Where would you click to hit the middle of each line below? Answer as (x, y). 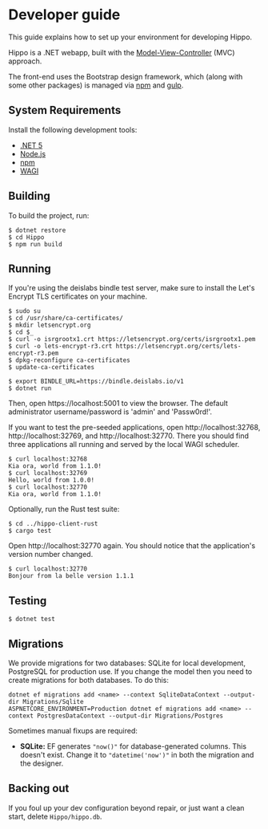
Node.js (33, 153)
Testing (28, 601)
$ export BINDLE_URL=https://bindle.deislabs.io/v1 (96, 382)
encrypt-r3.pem (34, 354)
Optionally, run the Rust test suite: (64, 509)
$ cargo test (30, 531)
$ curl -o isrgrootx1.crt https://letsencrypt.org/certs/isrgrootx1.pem (132, 339)
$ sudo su (25, 311)
